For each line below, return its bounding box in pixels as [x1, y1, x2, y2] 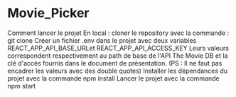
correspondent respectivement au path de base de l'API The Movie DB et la [7, 51, 228, 60]
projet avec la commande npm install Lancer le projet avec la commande [7, 73, 220, 83]
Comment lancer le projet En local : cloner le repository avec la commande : [7, 29, 230, 37]
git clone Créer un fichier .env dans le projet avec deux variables [7, 36, 197, 44]
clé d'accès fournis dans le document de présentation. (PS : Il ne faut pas [7, 58, 222, 67]
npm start [7, 81, 36, 90]
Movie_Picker [7, 5, 90, 21]
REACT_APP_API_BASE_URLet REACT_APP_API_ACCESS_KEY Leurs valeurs [7, 44, 230, 52]
